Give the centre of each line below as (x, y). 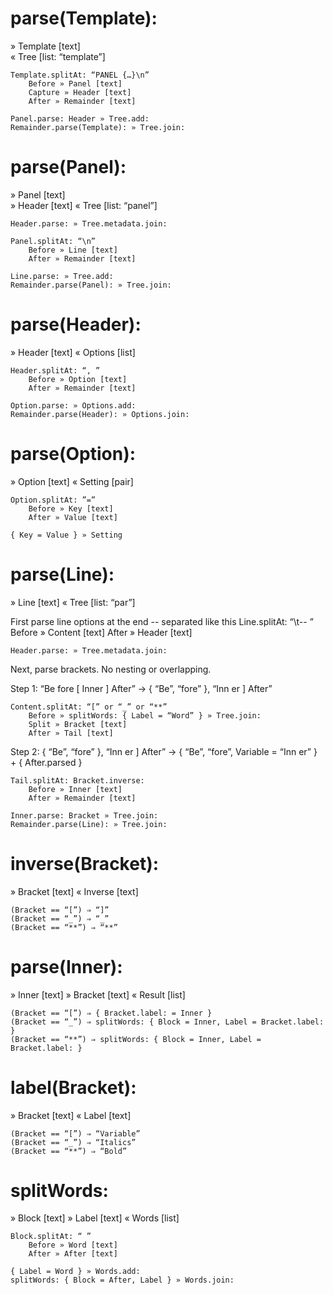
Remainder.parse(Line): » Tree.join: (89, 824)
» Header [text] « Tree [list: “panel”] (84, 205)
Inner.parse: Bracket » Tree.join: (84, 815)
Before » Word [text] (73, 1245)
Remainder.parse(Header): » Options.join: (100, 414)
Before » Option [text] (78, 379)
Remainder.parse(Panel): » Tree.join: (91, 285)
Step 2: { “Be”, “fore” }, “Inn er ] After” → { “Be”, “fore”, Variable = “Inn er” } (164, 751)
